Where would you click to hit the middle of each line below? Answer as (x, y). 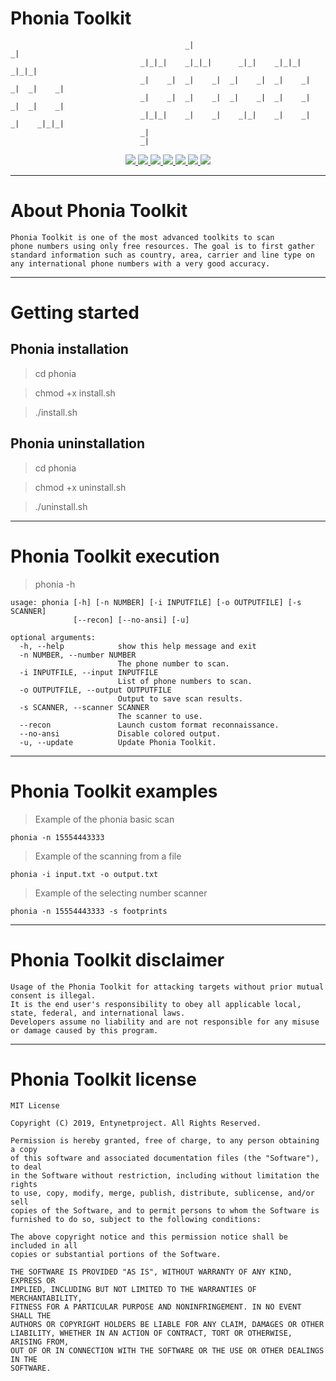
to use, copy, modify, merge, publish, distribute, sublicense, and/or (162, 1193)
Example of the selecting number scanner (121, 893)
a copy (24, 1150)
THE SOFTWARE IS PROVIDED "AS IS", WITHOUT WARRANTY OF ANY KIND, (151, 1272)
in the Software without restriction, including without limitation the (165, 1176)
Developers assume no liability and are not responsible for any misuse (165, 1022)
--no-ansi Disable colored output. (120, 733)
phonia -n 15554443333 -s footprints (89, 911)
